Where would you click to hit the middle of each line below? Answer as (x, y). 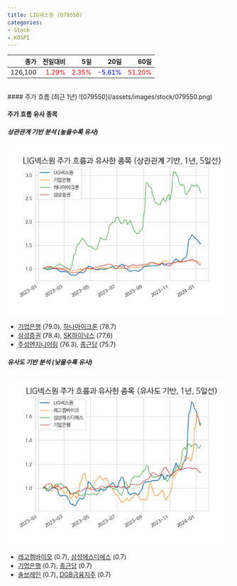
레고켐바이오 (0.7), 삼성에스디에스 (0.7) (72, 557)
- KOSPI (19, 38)
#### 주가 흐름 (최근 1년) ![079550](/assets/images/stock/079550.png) (110, 97)
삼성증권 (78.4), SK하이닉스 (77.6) (65, 336)
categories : (25, 22)
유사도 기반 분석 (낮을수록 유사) (50, 362)
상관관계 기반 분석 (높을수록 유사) (53, 132)
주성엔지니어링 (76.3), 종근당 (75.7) (67, 344)
